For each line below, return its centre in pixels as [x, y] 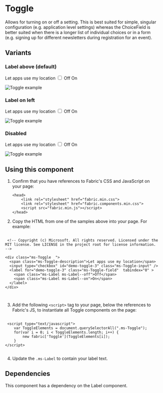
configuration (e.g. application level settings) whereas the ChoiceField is [78, 27]
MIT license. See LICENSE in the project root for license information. [81, 245]
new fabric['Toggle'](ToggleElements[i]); [66, 337]
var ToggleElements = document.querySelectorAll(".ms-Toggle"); [81, 328]
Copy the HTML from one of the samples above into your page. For [80, 221]
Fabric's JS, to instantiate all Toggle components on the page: [74, 310]
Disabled [16, 133]
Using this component [40, 169]
